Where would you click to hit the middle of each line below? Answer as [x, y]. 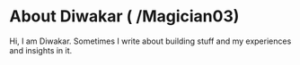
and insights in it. [41, 50]
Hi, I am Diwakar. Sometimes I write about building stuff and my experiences [150, 41]
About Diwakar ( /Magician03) [124, 16]
